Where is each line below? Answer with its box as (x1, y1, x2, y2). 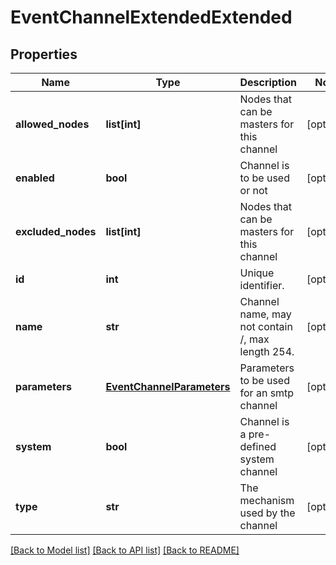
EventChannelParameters (105, 380, 231, 393)
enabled (15, 171, 55, 185)
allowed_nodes (15, 117, 90, 131)
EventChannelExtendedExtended (10, 6, 293, 29)
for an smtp (239, 386, 295, 400)
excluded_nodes (15, 225, 97, 238)
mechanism (239, 494, 295, 507)
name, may (239, 307, 292, 321)
